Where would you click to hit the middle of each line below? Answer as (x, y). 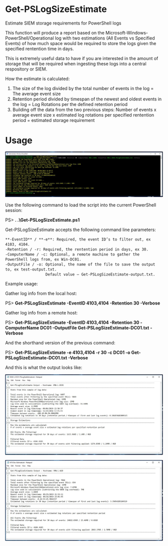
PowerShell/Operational (29, 38)
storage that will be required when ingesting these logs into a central (76, 63)
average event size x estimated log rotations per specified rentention (83, 115)
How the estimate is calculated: (37, 78)
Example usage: (22, 283)
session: (14, 210)
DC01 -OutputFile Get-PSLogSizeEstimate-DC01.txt (94, 327)
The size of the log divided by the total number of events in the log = (83, 88)
